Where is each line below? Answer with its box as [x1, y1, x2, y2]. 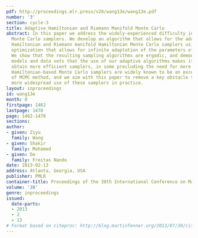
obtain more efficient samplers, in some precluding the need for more [11, 63, 192, 70]
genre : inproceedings [6, 190, 60, 195]
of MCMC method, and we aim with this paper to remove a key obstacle [11, 74, 189, 80]
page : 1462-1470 [6, 113, 46, 119]
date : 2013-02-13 [6, 162, 49, 168]
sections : [6, 119, 31, 125]
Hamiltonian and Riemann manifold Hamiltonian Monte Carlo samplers [11, 42, 183, 48]
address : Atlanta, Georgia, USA [6, 168, 85, 174]
